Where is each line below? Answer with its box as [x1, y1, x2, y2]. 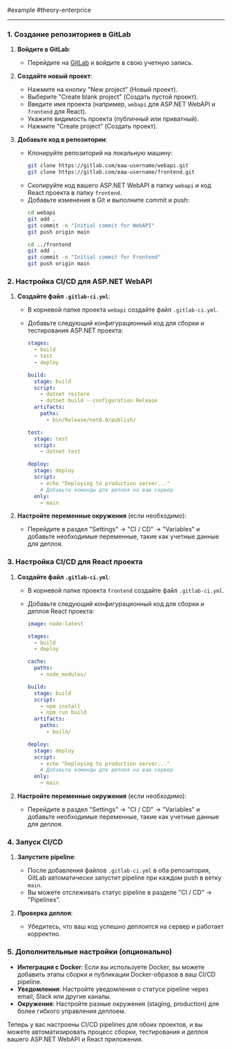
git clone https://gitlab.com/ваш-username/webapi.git [27, 162, 188, 169]
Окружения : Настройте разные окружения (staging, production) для [17, 999, 220, 1008]
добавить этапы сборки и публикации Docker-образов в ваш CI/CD [17, 970, 216, 979]
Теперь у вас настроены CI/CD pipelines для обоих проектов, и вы [7, 1020, 203, 1028]
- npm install [40, 703, 81, 710]
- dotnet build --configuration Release [40, 397, 158, 404]
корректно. [27, 929, 61, 938]
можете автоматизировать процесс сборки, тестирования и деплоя [7, 1028, 209, 1036]
